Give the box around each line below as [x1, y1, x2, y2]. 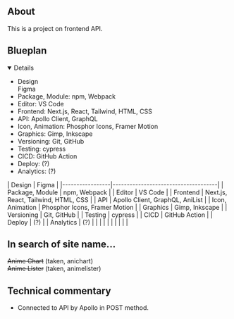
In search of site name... [7, 239, 116, 251]
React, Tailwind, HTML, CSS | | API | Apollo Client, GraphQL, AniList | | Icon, [7, 195, 227, 204]
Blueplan [7, 45, 47, 57]
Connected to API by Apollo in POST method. [17, 304, 149, 312]
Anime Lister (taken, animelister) [7, 264, 101, 273]
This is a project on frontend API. [7, 24, 103, 32]
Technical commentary [7, 284, 111, 296]
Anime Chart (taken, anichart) [7, 257, 94, 265]
